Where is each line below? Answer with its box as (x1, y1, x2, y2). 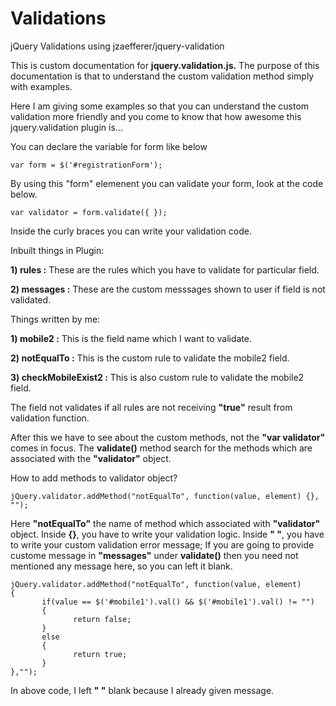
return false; (73, 614, 132, 624)
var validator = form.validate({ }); (10, 207, 168, 217)
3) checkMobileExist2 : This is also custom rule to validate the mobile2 (10, 371, 305, 383)
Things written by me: (10, 313, 101, 325)
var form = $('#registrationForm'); (10, 160, 163, 170)
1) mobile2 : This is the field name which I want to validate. (10, 332, 253, 344)
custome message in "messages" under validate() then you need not (10, 549, 299, 561)
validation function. (10, 412, 90, 424)
